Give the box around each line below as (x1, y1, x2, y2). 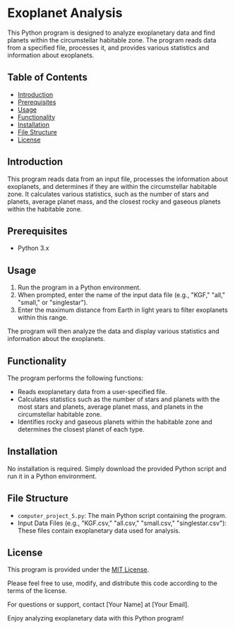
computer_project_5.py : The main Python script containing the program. (17, 511, 227, 519)
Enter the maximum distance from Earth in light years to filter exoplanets (17, 306, 228, 314)
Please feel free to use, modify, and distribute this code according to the (7, 579, 217, 588)
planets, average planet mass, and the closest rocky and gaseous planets (7, 197, 221, 206)
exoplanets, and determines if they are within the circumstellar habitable (7, 182, 217, 190)
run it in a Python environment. (7, 472, 97, 480)
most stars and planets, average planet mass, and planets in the (17, 403, 203, 411)
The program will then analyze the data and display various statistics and (7, 327, 220, 335)
